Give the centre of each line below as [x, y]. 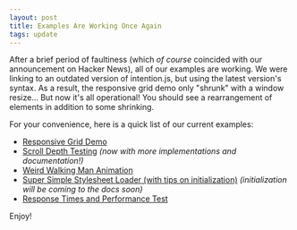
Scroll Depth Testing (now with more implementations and [129, 151]
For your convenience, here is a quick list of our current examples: [132, 124]
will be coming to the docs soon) [82, 190]
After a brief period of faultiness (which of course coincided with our [136, 60]
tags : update [34, 34]
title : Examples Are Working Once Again [86, 26]
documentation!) [53, 161]
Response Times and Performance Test [95, 199]
